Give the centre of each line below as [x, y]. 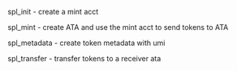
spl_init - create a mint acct [53, 12]
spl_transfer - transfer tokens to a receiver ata [84, 58]
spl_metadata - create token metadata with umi [86, 43]
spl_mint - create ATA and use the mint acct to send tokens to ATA [118, 27]
